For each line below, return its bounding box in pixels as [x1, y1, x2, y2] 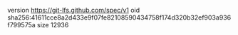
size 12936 [36, 21, 69, 29]
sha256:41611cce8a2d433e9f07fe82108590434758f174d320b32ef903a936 [7, 13, 232, 22]
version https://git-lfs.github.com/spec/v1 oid [7, 6, 140, 14]
